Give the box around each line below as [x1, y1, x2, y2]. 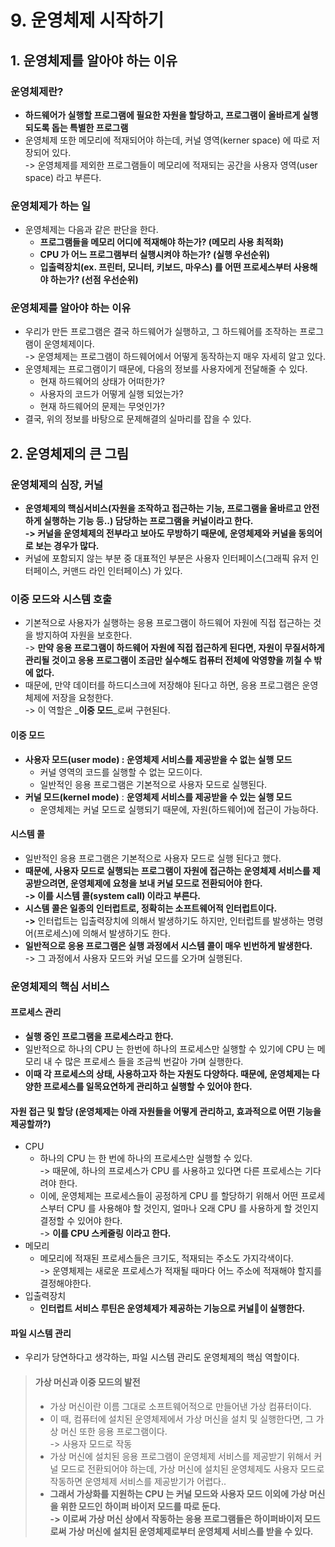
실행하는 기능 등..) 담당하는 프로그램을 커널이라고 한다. [43, 515, 254, 527]
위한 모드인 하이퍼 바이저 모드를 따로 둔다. [59, 1500, 222, 1512]
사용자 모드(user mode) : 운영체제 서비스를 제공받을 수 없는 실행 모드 [24, 753, 293, 765]
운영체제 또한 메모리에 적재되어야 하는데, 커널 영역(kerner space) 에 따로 [24, 134, 310, 146]
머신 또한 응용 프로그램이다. [60, 1425, 168, 1437]
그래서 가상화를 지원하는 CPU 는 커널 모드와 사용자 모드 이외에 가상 [49, 1487, 308, 1500]
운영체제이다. [43, 338, 95, 350]
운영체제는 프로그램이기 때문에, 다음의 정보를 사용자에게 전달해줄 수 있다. [24, 363, 308, 375]
